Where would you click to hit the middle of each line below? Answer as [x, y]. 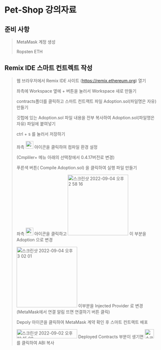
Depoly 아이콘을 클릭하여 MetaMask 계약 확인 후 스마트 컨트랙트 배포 [82, 322]
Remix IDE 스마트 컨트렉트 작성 [49, 68]
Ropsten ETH [29, 52]
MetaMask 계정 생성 [36, 42]
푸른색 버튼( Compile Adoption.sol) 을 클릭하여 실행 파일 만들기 [77, 167]
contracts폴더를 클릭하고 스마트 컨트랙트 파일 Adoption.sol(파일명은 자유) [86, 101]
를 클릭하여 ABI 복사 [35, 343]
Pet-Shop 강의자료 [41, 10]
